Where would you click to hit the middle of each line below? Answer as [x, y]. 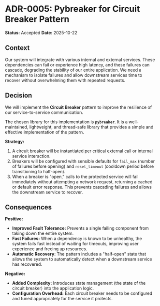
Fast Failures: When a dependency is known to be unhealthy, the [77, 239]
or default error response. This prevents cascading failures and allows [82, 187]
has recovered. [27, 264]
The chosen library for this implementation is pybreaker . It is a [66, 122]
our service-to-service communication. [44, 112]
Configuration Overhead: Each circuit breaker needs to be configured [82, 293]
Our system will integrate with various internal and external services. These [80, 60]
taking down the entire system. [43, 233]
